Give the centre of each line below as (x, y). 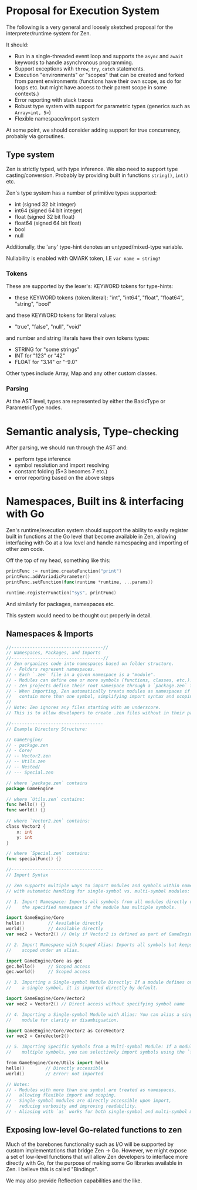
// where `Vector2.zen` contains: (48, 821)
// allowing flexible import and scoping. (61, 1095)
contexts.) (27, 93)
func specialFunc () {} (34, 859)
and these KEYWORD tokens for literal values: (62, 315)
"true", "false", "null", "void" (48, 327)
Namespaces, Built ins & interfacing (95, 502)
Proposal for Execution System (83, 11)
